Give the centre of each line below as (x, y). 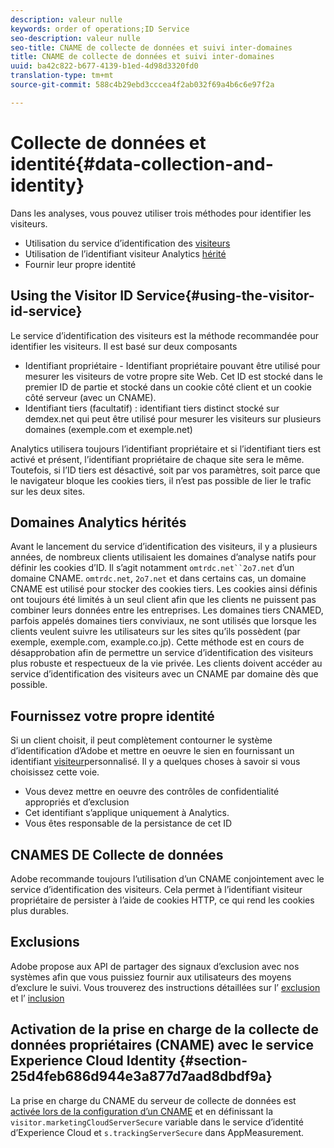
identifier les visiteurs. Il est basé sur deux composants (124, 346)
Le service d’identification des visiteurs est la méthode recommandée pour (164, 335)
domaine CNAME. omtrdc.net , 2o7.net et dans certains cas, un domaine (158, 578)
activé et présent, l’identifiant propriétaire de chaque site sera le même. (157, 459)
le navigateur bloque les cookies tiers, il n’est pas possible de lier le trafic (161, 480)
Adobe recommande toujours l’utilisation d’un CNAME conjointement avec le (167, 878)
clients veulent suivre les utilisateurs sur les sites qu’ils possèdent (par (155, 632)
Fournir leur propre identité (80, 264)
